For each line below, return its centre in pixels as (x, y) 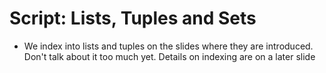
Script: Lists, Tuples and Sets (133, 18)
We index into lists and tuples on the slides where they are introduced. (168, 46)
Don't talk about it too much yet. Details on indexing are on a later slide (169, 56)
